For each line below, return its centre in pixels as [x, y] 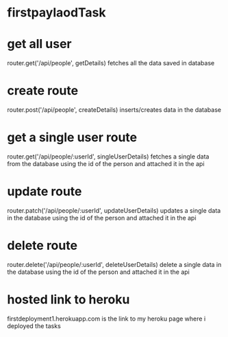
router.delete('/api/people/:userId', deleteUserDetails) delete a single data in [114, 264]
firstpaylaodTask [56, 13]
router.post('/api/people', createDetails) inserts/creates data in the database [114, 110]
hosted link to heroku [68, 300]
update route [45, 192]
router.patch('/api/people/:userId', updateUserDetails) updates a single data [114, 210]
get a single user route [72, 138]
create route [43, 91]
